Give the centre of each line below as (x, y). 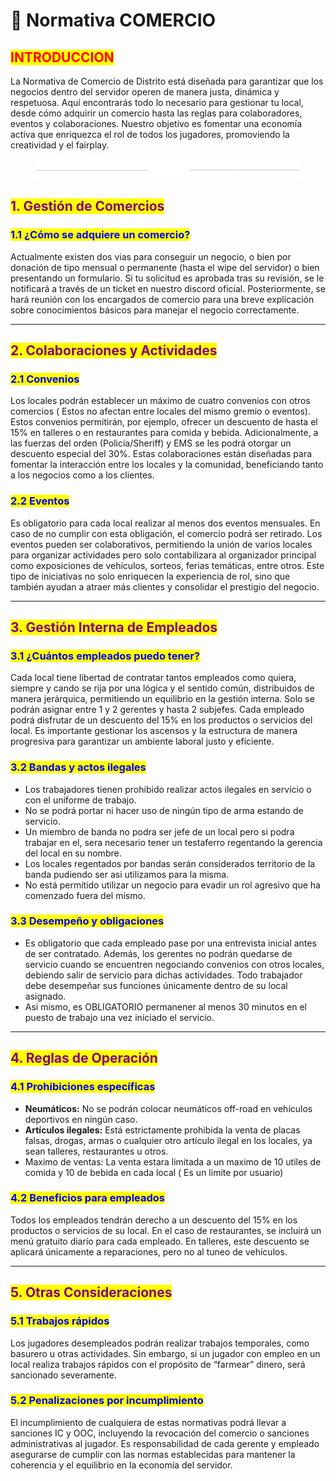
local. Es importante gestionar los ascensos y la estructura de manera (154, 731)
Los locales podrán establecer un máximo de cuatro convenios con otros (160, 401)
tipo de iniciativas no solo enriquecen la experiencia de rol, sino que (150, 576)
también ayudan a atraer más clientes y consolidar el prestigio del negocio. (165, 586)
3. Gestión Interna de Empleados (114, 627)
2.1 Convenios (45, 379)
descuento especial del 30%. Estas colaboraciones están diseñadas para (161, 454)
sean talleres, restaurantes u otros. (96, 1151)
